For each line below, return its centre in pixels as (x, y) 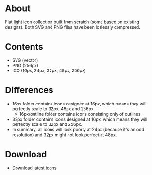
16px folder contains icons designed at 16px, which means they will (79, 104)
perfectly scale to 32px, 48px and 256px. (53, 109)
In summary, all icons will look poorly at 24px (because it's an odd (78, 129)
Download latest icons (34, 168)
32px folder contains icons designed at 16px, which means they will (80, 119)
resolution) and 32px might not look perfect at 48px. (64, 135)
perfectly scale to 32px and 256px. (47, 124)
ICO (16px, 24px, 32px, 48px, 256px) (49, 70)
